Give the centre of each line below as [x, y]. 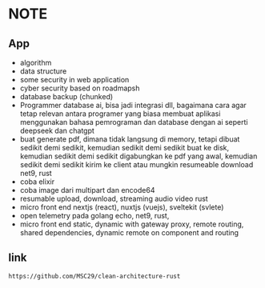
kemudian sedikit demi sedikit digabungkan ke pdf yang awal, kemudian [139, 156]
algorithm [36, 62]
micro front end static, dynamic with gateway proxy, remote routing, [132, 224]
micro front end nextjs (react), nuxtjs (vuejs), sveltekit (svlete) [122, 207]
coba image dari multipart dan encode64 [87, 190]
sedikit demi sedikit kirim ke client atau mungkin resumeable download [137, 164]
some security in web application [74, 80]
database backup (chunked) [66, 96]
